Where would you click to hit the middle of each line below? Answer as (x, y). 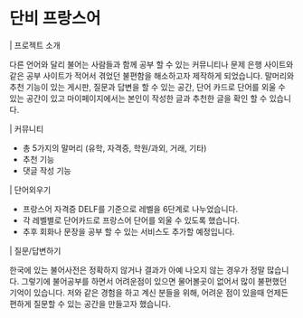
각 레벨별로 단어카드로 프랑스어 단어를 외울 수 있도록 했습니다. (131, 220)
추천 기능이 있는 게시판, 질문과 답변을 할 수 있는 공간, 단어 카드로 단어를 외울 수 (148, 87)
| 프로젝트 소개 (35, 45)
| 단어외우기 (30, 190)
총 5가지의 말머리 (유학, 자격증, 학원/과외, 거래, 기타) (114, 148)
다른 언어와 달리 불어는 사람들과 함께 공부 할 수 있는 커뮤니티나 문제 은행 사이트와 (151, 64)
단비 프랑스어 (55, 19)
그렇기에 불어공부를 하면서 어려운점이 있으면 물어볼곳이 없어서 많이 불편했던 (154, 281)
